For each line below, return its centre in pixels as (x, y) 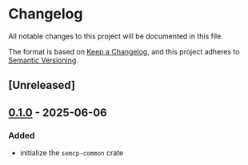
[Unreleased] (42, 85)
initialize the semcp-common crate (72, 153)
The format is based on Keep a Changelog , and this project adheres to (124, 51)
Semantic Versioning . (43, 60)
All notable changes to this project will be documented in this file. (116, 36)
